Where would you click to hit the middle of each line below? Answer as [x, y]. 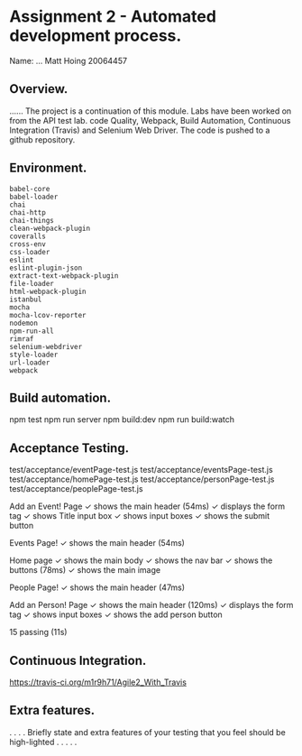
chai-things [32, 220]
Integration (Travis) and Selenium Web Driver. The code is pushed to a [140, 130]
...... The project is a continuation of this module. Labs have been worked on [151, 111]
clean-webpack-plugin [50, 228]
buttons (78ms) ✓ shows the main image [85, 570]
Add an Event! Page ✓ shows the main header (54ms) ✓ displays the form [147, 506]
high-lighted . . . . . [43, 742]
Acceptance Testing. [69, 448]
